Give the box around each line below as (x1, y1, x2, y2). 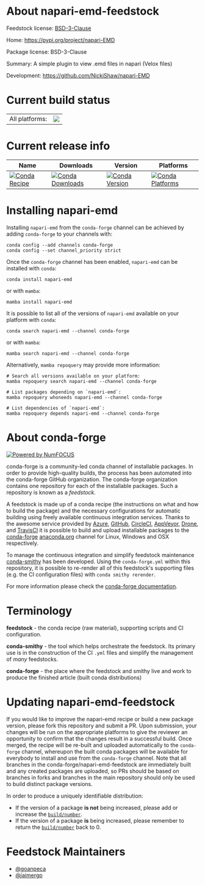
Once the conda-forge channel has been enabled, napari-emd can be (6, 258, 178, 265)
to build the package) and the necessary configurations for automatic (6, 507, 181, 514)
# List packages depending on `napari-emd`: (6, 389, 121, 395)
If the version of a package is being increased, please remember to (15, 817, 184, 824)
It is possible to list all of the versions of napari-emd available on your (6, 310, 179, 317)
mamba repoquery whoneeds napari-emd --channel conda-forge (6, 394, 163, 401)
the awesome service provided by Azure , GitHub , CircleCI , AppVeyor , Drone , (6, 520, 199, 527)
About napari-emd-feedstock (6, 4, 160, 18)
